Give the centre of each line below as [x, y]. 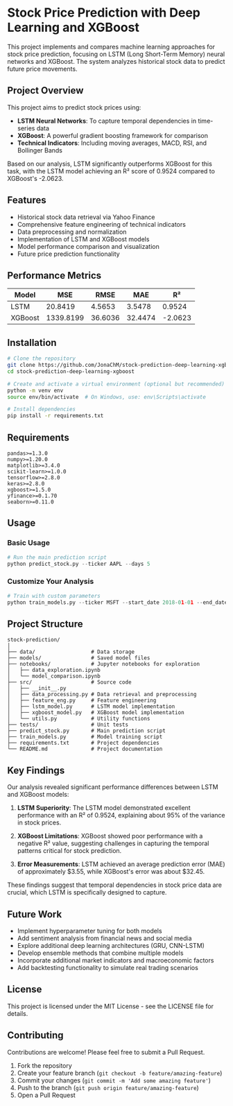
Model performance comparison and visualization [88, 246]
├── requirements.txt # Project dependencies [83, 743]
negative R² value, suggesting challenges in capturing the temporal [113, 843]
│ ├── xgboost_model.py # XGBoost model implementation [96, 713]
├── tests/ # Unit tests [68, 725]
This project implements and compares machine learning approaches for [111, 46]
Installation [32, 342]
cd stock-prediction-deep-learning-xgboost [71, 371]
